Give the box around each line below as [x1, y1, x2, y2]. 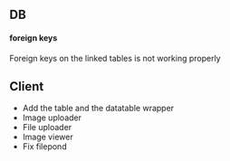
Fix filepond [22, 141, 67, 152]
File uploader [22, 122, 72, 133]
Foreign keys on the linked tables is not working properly [9, 52, 221, 63]
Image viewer [22, 131, 74, 143]
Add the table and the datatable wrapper [22, 103, 175, 114]
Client [9, 79, 44, 94]
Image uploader [22, 112, 82, 123]
